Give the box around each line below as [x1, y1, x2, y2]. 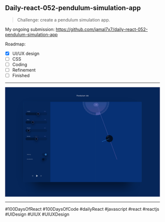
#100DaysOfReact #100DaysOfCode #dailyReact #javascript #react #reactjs [5, 206, 160, 212]
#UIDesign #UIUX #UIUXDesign [5, 211, 70, 217]
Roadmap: [5, 41, 26, 47]
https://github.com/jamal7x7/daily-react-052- [55, 26, 148, 32]
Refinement [12, 67, 36, 73]
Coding [12, 61, 27, 67]
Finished [12, 73, 30, 79]
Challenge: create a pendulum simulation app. [17, 17, 110, 22]
